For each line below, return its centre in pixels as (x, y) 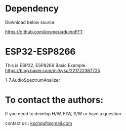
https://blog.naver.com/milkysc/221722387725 (53, 70)
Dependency (32, 9)
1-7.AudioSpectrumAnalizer (33, 80)
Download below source (30, 22)
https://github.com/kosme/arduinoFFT (44, 32)
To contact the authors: (54, 100)
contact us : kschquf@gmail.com (39, 123)
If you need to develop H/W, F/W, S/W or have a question (63, 113)
